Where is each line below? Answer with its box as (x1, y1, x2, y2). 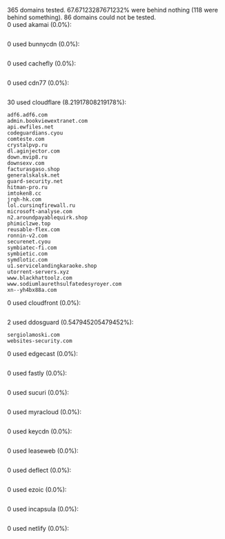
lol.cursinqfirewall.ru (7, 202, 76, 209)
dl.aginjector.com (7, 148, 60, 155)
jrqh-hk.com (7, 196, 41, 203)
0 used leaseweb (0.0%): (7, 447, 79, 455)
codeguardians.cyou (7, 130, 63, 137)
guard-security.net (7, 178, 63, 185)
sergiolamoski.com (7, 331, 60, 338)
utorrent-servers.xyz (7, 268, 70, 275)
